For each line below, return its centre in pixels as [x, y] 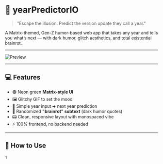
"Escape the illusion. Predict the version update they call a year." [81, 23]
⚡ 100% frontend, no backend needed [50, 124]
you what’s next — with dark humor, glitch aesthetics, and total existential [78, 38]
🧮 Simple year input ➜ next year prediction [55, 106]
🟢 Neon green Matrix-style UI [43, 92]
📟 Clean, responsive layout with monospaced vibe [63, 116]
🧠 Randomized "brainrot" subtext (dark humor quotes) [67, 111]
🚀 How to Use [25, 146]
